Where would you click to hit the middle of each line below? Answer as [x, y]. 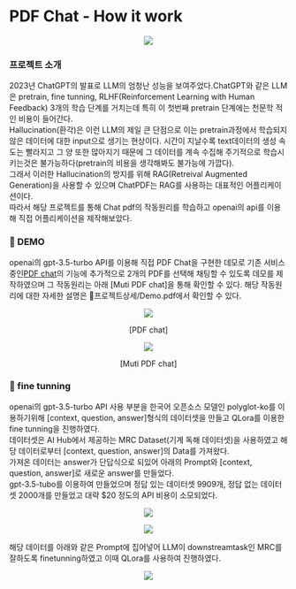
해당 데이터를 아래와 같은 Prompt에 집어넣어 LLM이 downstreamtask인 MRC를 [146, 547]
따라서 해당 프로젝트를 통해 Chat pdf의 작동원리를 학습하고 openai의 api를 [137, 207]
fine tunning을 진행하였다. [54, 428]
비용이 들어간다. [46, 119]
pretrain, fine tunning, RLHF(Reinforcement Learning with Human [137, 97]
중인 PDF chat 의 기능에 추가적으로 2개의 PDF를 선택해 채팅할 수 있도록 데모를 [142, 273]
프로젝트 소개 [35, 65]
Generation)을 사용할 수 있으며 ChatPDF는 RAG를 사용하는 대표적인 [127, 185]
